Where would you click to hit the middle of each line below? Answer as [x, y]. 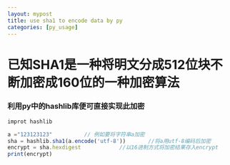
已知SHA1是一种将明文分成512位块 [109, 64]
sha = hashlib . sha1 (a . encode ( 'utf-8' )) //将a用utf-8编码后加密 [109, 141]
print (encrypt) [30, 154]
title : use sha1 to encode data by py [65, 21]
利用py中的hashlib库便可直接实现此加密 [76, 106]
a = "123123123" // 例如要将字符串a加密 [76, 134]
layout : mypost [30, 14]
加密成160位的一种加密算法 [100, 82]
